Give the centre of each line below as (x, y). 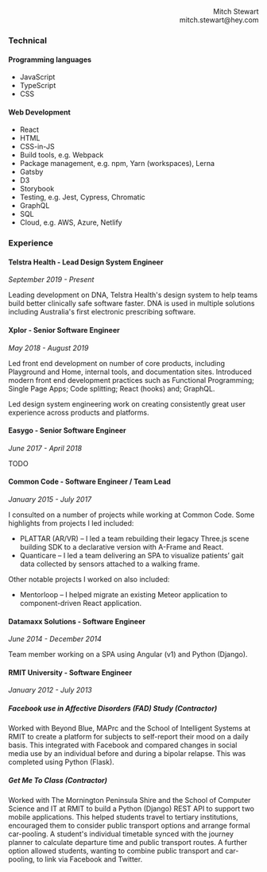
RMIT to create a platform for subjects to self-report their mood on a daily (128, 737)
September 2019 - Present (51, 280)
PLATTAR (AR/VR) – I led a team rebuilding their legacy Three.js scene (134, 538)
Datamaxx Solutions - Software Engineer (77, 621)
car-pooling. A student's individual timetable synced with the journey (121, 834)
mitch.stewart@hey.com (219, 20)
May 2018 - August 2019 (48, 348)
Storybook (37, 189)
